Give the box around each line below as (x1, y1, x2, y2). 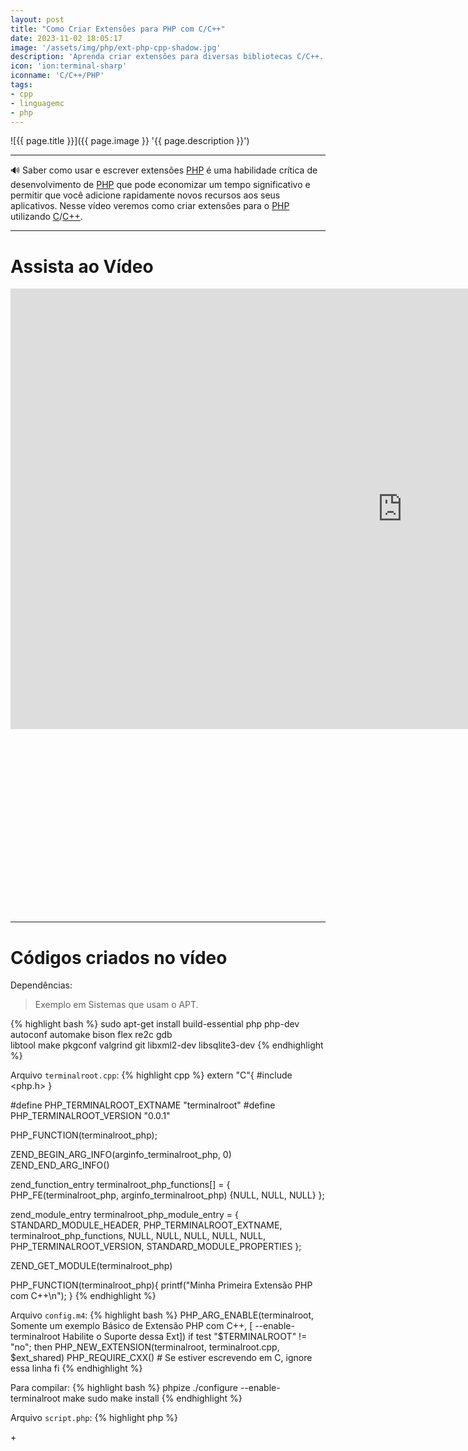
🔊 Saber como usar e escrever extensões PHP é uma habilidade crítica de (10, 164, 318, 176)
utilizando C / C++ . (10, 211, 83, 223)
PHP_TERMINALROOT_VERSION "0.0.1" (10, 1110, 171, 1122)
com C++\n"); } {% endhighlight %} (10, 1290, 157, 1302)
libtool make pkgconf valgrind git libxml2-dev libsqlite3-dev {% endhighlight (10, 1039, 324, 1051)
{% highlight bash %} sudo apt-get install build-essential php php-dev (10, 1018, 300, 1030)
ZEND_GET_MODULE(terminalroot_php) (10, 1260, 173, 1272)
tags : (10, 80, 33, 90)
